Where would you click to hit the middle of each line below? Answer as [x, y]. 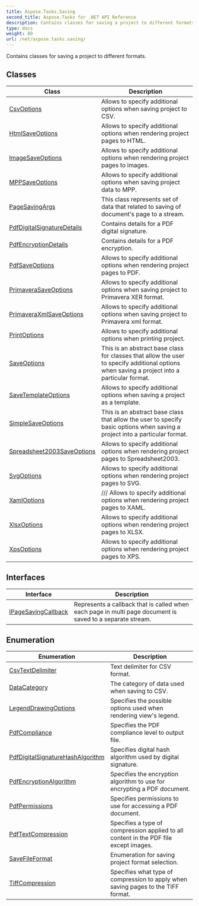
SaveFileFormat [31, 859]
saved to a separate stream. [113, 619]
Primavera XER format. [133, 297]
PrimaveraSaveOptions [41, 289]
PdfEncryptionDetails [38, 244]
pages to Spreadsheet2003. [141, 458]
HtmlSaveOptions [33, 133]
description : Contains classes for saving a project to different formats [100, 23]
